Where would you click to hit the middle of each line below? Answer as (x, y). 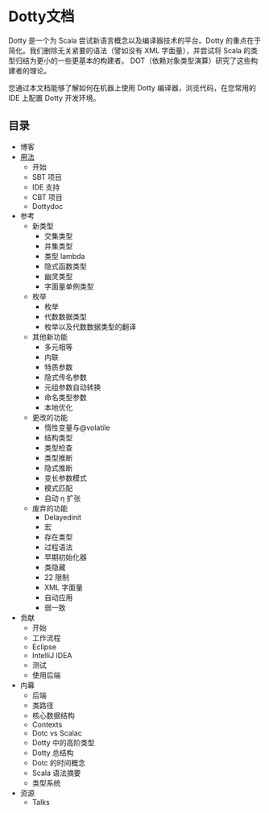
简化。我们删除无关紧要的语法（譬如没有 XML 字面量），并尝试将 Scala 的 (130, 50)
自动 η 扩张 (62, 498)
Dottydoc (48, 206)
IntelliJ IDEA (52, 655)
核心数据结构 (53, 715)
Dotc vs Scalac (57, 733)
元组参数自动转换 (72, 387)
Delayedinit (63, 517)
